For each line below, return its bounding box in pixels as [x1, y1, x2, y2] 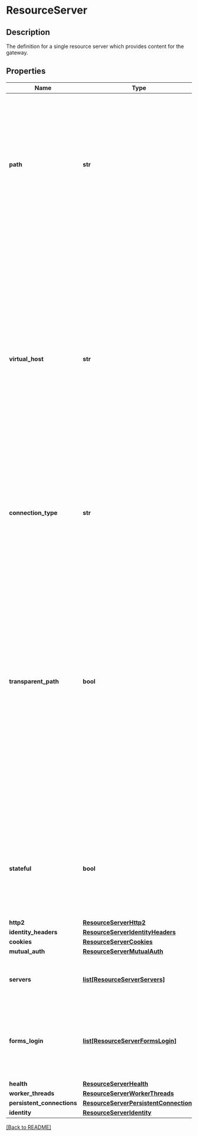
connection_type [9, 508, 58, 517]
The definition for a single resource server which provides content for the [6, 43, 184, 50]
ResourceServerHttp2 [82, 918, 146, 927]
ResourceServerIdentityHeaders [82, 928, 176, 936]
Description [6, 27, 50, 37]
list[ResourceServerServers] [82, 975, 165, 983]
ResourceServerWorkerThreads [82, 1089, 174, 1098]
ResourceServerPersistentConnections [82, 1099, 196, 1107]
